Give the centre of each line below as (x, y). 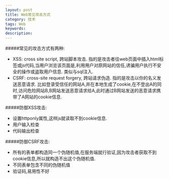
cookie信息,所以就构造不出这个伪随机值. (54, 159)
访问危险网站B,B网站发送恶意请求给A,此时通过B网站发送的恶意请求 (88, 91)
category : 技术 (20, 19)
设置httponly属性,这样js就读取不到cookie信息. (60, 118)
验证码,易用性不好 (31, 171)
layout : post (19, 10)
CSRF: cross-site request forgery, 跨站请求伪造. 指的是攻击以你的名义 (84, 78)
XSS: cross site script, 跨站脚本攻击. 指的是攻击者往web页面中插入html (86, 59)
